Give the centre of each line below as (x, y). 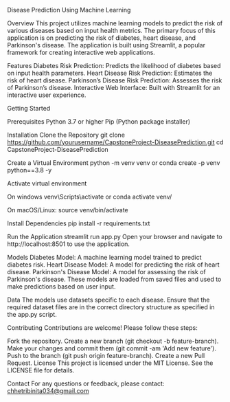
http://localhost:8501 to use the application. (69, 244)
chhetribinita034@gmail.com (48, 391)
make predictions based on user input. (61, 287)
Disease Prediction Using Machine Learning (69, 10)
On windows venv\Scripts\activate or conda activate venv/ (90, 197)
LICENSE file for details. (41, 370)
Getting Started (29, 108)
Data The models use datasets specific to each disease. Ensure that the (108, 300)
